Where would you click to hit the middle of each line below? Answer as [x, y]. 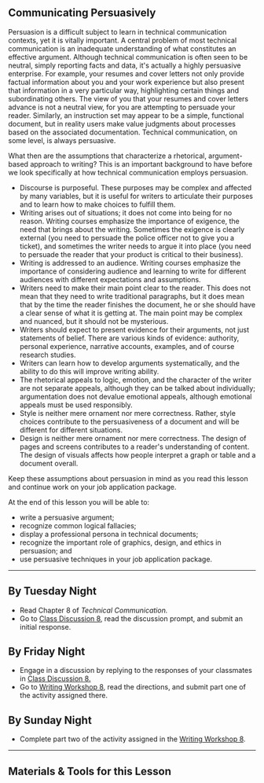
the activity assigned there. [64, 696]
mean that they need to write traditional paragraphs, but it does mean [132, 296]
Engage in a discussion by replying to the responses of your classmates [136, 671]
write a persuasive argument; [67, 517]
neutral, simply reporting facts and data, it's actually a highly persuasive [125, 65]
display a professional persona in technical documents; [109, 534]
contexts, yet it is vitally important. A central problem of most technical [123, 40]
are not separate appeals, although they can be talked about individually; [137, 388]
